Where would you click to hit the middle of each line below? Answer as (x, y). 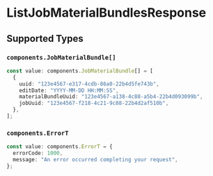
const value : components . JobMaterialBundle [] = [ (80, 71)
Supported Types (45, 39)
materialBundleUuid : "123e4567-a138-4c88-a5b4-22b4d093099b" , (111, 97)
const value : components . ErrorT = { (60, 147)
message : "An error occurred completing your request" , (95, 159)
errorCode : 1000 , (38, 153)
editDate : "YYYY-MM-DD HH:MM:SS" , (69, 90)
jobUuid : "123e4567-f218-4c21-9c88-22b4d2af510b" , (94, 103)
